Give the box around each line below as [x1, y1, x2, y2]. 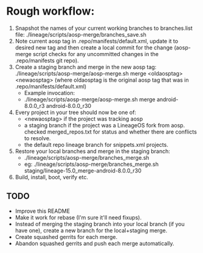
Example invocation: [24, 89, 75, 96]
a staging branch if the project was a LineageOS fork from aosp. [24, 121, 185, 129]
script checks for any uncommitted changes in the [32, 50, 159, 57]
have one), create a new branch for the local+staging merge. [15, 227, 168, 234]
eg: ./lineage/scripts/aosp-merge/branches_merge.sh [24, 160, 159, 168]
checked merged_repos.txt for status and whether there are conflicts [24, 128, 198, 135]
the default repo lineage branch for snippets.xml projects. [24, 141, 168, 148]
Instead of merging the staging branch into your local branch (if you [15, 220, 185, 227]
